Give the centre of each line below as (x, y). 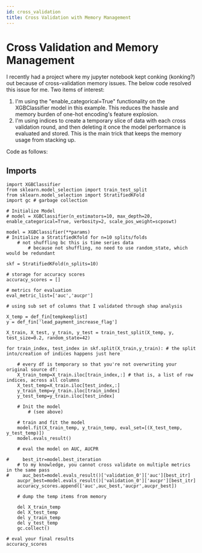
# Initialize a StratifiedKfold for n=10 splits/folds (77, 238)
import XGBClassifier (34, 185)
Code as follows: (27, 152)
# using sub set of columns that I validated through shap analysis (94, 306)
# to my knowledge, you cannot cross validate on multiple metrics (104, 465)
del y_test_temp (38, 523)
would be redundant (31, 254)
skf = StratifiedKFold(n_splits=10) (52, 264)
